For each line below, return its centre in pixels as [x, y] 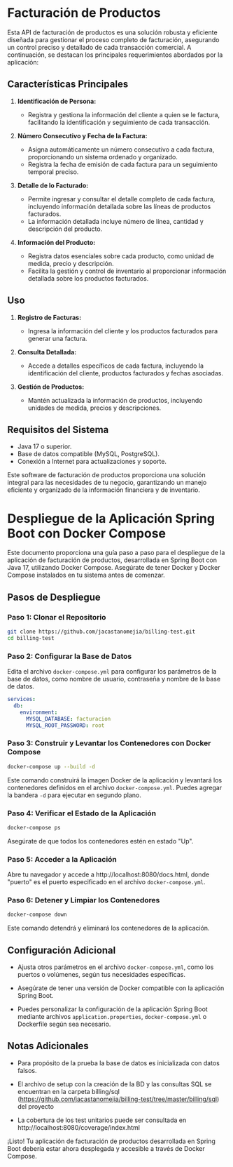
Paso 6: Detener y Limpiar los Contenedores [84, 900]
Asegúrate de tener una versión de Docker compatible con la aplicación [121, 988]
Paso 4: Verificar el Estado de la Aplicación [82, 813]
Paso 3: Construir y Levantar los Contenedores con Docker [109, 743]
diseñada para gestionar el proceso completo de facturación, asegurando [113, 39]
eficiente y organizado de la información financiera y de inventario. [104, 490]
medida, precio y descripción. [71, 263]
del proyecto [36, 1106]
